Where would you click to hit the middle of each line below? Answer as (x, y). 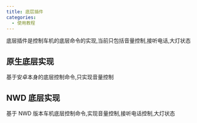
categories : (21, 17)
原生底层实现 (30, 61)
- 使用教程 (24, 23)
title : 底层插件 (25, 12)
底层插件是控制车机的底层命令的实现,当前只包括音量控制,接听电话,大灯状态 (99, 41)
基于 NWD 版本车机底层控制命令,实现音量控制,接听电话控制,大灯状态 (91, 113)
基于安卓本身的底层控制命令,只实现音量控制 (60, 77)
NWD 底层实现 (33, 97)
